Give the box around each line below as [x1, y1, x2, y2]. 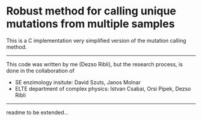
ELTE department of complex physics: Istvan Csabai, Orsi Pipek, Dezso [14, 85, 191, 92]
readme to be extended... [6, 108, 69, 116]
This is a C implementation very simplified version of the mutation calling [6, 37, 186, 44]
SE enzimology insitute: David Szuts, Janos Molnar [14, 78, 141, 85]
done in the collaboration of [6, 67, 75, 74]
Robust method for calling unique [6, 4, 176, 18]
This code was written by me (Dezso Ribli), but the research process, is [6, 60, 183, 67]
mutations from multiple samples [6, 17, 176, 31]
